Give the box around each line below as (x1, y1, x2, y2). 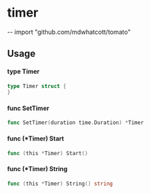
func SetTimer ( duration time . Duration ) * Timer (7, 119, 144, 126)
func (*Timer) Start (7, 134, 64, 143)
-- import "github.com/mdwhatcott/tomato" (7, 28, 131, 36)
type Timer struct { (7, 82, 67, 89)
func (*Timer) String (7, 165, 68, 173)
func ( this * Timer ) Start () (7, 150, 89, 157)
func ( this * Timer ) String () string (7, 180, 113, 187)
